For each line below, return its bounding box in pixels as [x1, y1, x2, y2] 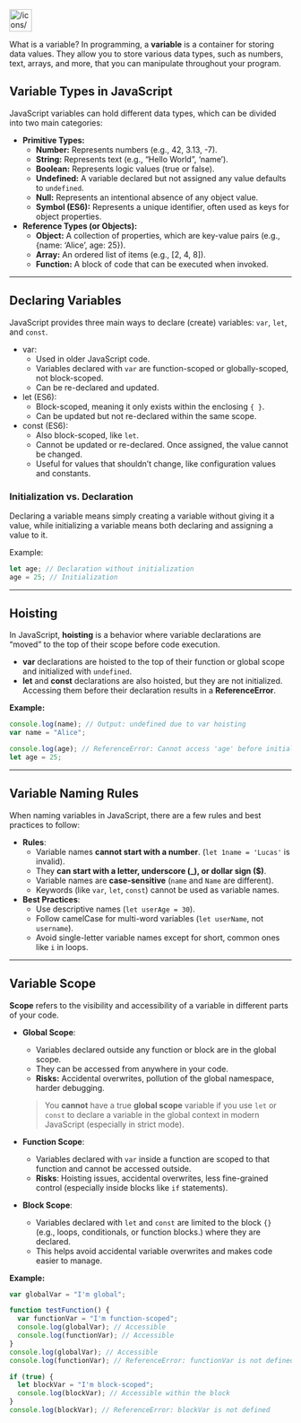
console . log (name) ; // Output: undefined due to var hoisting [9, 720, 246, 729]
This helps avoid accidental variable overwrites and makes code [35, 1245, 273, 1256]
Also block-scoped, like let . [35, 430, 140, 441]
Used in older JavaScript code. [35, 354, 150, 364]
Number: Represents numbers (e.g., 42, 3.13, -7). [35, 144, 218, 155]
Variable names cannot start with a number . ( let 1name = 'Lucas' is [35, 846, 290, 857]
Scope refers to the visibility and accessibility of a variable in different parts [9, 1000, 288, 1010]
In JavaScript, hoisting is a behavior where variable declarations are [9, 630, 262, 641]
